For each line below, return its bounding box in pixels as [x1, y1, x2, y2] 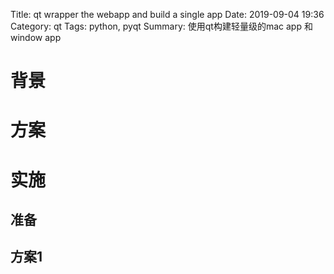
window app [10, 32, 62, 43]
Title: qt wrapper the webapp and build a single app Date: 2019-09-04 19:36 [10, 9, 325, 20]
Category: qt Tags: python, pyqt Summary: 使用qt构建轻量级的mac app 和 [10, 20, 313, 32]
